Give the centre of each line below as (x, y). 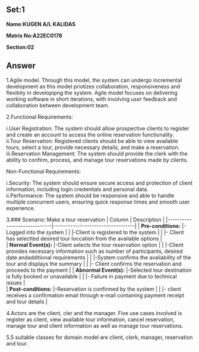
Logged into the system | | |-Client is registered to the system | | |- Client (95, 232)
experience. (21, 208)
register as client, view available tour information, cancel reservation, (91, 319)
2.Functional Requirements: (40, 117)
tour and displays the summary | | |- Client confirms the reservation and (94, 264)
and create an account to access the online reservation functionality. (90, 134)
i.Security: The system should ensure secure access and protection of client (99, 183)
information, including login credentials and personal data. (77, 189)
